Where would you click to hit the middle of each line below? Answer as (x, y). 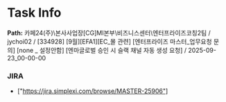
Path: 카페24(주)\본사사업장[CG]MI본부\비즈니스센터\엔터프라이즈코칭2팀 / (109, 33)
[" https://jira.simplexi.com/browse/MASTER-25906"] (93, 91)
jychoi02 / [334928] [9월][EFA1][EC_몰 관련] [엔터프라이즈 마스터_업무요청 (110, 41)
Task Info (34, 13)
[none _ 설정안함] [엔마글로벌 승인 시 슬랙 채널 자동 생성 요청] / (102, 50)
